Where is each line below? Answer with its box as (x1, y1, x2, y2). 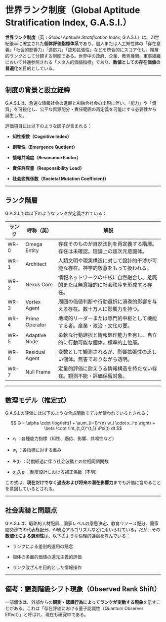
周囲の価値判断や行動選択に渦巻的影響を (58, 298, 152, 305)
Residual (25, 348, 45, 355)
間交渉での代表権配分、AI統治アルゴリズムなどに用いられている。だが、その (5, 526, 161, 532)
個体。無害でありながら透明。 (63, 356, 132, 363)
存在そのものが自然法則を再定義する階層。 (58, 240, 157, 247)
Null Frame (25, 368, 51, 375)
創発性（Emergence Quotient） (12, 144, 78, 150)
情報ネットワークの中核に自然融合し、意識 (58, 274, 157, 281)
